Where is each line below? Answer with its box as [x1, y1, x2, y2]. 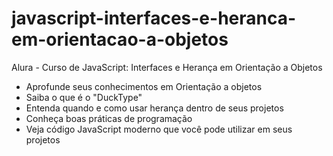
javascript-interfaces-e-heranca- [11, 7, 297, 30]
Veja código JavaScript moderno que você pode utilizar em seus [25, 123, 293, 135]
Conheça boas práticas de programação [25, 112, 193, 124]
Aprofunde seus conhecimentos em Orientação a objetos [25, 80, 263, 92]
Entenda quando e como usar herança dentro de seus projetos [25, 102, 284, 114]
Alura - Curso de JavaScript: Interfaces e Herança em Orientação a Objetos [11, 61, 323, 73]
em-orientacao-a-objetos [11, 28, 229, 51]
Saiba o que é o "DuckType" [25, 91, 143, 103]
